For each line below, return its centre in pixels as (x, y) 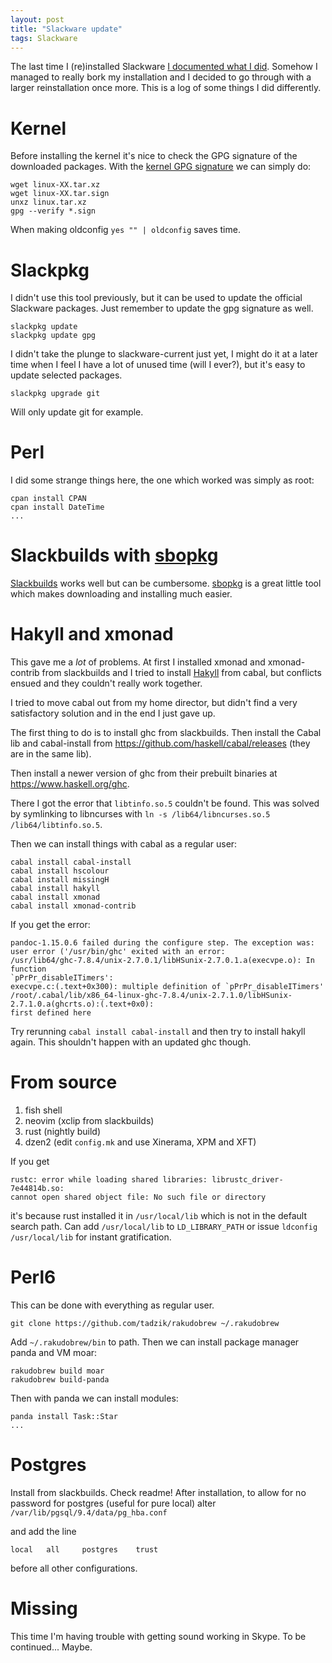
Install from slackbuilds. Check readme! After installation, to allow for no (158, 1492)
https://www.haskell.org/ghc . (70, 784)
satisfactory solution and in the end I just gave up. (113, 713)
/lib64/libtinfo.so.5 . (56, 825)
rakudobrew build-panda (60, 1379)
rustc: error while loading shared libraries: (109, 1180)
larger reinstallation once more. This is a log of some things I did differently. (166, 88)
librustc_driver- (247, 1180)
